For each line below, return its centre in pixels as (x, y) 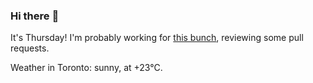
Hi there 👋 (35, 16)
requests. (30, 48)
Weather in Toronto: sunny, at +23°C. (86, 68)
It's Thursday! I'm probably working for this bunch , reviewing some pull (157, 38)
